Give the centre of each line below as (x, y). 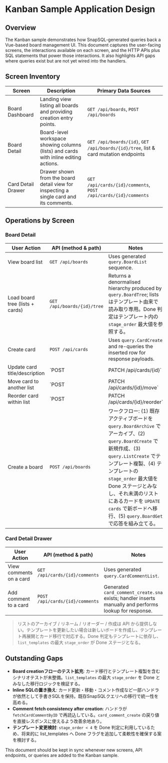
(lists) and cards (59, 151)
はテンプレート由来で (133, 301)
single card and (58, 196)
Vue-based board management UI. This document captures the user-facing (83, 45)
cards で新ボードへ (130, 508)
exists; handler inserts (129, 598)
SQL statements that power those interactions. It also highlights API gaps (80, 55)
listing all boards (59, 105)
